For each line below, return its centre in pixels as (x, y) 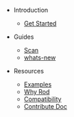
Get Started (40, 23)
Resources (29, 71)
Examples (38, 84)
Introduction (31, 10)
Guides (24, 37)
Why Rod (37, 92)
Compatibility (42, 99)
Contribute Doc (45, 106)
